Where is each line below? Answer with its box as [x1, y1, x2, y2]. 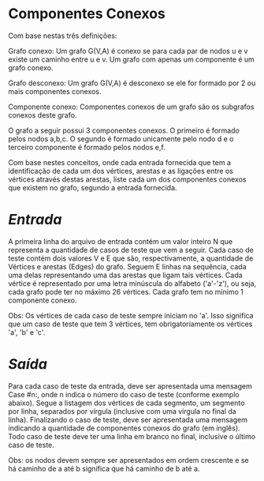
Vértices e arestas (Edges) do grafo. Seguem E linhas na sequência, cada [8, 261, 247, 271]
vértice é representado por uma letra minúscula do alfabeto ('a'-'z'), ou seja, [8, 278, 257, 288]
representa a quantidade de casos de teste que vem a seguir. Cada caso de [8, 245, 254, 254]
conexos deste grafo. [8, 110, 77, 119]
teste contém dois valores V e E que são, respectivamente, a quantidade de [8, 254, 254, 263]
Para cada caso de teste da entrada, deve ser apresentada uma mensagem [8, 381, 252, 391]
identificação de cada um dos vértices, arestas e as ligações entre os [8, 166, 234, 175]
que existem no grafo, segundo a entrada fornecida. [8, 182, 177, 192]
